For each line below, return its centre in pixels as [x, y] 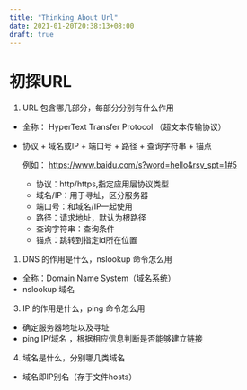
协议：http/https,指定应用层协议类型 [102, 184]
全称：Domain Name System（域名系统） [99, 278]
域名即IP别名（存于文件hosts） [79, 377]
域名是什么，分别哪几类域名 [74, 358]
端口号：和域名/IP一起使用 [84, 206]
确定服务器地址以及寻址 [66, 327]
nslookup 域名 [49, 290]
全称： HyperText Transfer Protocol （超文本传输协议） [124, 127]
